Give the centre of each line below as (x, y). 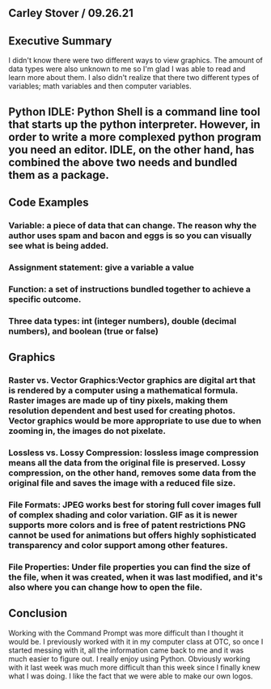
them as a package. (59, 174)
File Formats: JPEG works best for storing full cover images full (135, 504)
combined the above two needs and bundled (123, 162)
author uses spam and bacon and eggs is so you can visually (130, 236)
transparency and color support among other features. (118, 545)
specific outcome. (45, 299)
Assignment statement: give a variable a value (101, 267)
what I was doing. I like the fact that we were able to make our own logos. (131, 676)
